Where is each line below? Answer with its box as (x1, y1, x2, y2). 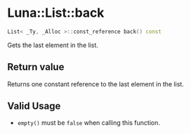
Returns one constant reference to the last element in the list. (7, 79, 184, 88)
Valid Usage (7, 100, 61, 112)
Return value (7, 61, 65, 73)
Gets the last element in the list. (7, 41, 98, 49)
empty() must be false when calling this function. (17, 119, 160, 127)
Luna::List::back (7, 5, 105, 21)
